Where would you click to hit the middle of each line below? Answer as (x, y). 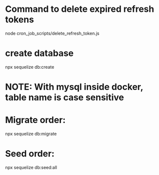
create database (39, 53)
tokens (20, 20)
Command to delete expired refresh (80, 9)
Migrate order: (35, 120)
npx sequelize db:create (30, 67)
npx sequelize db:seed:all (31, 167)
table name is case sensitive (65, 98)
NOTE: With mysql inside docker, (74, 87)
